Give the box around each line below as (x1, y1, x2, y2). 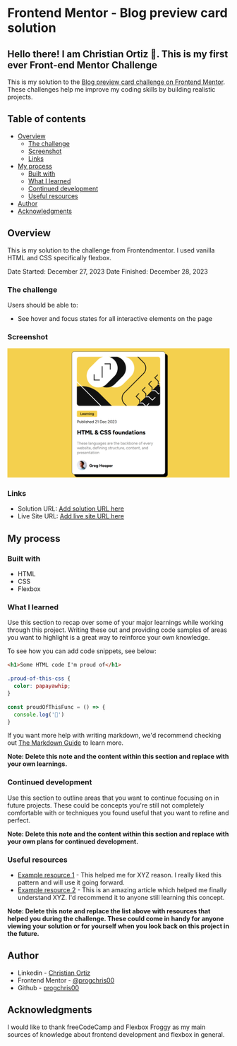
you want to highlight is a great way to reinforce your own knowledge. (7, 633, 210, 642)
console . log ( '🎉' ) (13, 711, 65, 718)
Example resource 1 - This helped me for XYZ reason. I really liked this (17, 871, 222, 880)
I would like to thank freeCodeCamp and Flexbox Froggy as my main (7, 1023, 206, 1031)
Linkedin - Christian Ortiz (17, 968, 91, 977)
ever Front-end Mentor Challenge (7, 59, 157, 71)
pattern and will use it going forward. (17, 878, 125, 887)
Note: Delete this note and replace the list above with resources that (7, 907, 211, 916)
